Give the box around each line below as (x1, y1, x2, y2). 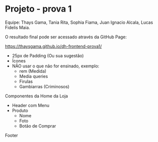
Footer (5, 132, 18, 138)
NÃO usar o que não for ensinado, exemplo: (12, 63, 100, 69)
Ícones (12, 58, 26, 63)
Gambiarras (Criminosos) (19, 83, 70, 89)
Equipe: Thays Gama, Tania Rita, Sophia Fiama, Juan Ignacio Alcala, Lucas (5, 19, 153, 25)
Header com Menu (12, 102, 50, 108)
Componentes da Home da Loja (5, 93, 68, 99)
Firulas (19, 79, 33, 84)
